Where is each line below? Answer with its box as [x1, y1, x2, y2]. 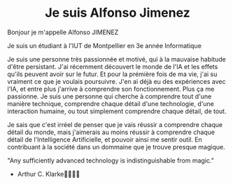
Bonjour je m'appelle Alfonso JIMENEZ [7, 28, 119, 36]
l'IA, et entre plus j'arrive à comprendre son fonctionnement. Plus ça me [7, 84, 215, 93]
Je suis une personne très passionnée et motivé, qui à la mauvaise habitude [7, 54, 226, 64]
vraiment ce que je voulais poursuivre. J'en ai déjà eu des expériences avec [7, 77, 226, 85]
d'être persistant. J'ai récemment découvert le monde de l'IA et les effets [7, 62, 218, 71]
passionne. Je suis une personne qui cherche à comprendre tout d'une [7, 92, 212, 101]
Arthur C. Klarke [17, 170, 80, 178]
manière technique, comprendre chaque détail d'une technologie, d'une [7, 99, 215, 108]
